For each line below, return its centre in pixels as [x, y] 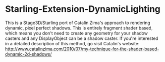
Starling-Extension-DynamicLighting [83, 9]
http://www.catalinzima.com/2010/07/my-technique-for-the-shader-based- [82, 49]
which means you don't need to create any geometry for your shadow [76, 33]
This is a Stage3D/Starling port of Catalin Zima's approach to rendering [78, 23]
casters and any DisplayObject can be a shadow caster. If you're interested [82, 38]
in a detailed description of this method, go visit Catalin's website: [72, 43]
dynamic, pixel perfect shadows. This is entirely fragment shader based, [79, 28]
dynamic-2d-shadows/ [28, 54]
